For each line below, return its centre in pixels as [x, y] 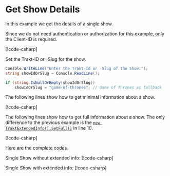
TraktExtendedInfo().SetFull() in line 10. [49, 128]
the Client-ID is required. [31, 39]
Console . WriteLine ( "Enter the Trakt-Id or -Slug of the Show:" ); [77, 68]
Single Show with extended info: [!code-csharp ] [56, 168]
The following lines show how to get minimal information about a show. [80, 97]
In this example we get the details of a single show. [59, 24]
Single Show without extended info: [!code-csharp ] [60, 158]
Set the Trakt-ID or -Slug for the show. [46, 59]
